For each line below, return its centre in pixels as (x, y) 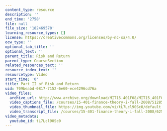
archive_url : (23, 98)
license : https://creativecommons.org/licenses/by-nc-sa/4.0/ (71, 38)
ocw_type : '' (19, 42)
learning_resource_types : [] (35, 33)
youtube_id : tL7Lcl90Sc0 (35, 121)
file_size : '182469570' (30, 28)
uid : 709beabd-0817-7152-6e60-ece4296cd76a (51, 88)
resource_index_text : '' (31, 70)
